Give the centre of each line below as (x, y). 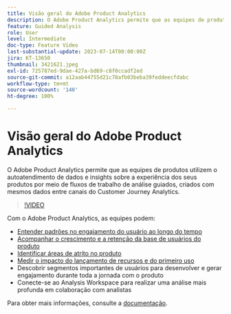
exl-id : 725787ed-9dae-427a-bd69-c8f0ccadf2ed (75, 71)
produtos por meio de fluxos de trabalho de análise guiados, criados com (111, 184)
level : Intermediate (37, 39)
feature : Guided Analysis (44, 26)
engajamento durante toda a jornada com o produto (90, 275)
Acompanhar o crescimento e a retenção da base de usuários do (109, 239)
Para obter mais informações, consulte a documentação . (88, 303)
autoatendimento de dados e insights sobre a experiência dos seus (102, 177)
